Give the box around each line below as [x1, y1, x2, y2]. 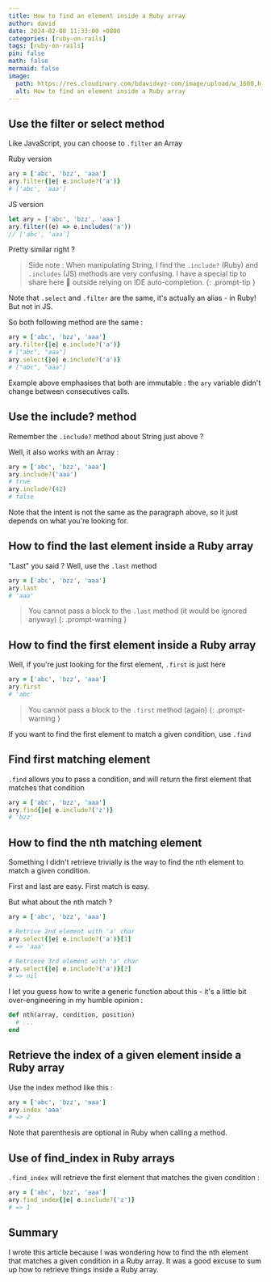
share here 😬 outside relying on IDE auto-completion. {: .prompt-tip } [27, 277, 256, 287]
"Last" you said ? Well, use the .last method [8, 561, 157, 570]
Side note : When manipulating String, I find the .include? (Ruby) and [27, 260, 259, 270]
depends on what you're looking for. [8, 516, 129, 526]
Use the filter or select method [8, 116, 165, 130]
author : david [8, 19, 56, 28]
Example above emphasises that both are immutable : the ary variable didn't [8, 378, 261, 387]
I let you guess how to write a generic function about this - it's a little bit [8, 987, 247, 996]
